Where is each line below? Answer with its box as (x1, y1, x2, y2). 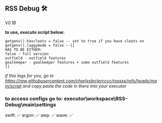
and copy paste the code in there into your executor (22, 83, 127, 89)
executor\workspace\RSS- (64, 95, 128, 102)
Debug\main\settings (5, 101, 56, 108)
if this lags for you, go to (5, 72, 54, 78)
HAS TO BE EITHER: (5, 47, 42, 52)
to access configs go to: (5, 95, 63, 102)
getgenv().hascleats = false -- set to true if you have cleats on (5, 38, 145, 43)
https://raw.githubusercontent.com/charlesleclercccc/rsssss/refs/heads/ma (5, 78, 157, 84)
